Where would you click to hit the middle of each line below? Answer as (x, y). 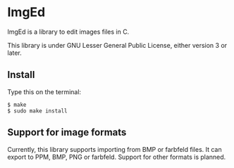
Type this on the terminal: (44, 91)
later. (15, 53)
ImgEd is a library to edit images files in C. (68, 32)
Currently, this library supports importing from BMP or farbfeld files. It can (115, 149)
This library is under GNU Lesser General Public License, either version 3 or (117, 45)
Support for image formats (67, 133)
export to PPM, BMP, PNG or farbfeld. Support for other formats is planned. (117, 157)
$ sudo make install (38, 111)
